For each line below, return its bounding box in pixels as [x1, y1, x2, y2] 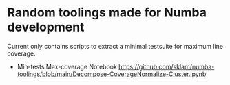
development [7, 19, 85, 35]
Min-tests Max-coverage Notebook [17, 62, 117, 71]
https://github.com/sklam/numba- [118, 62, 215, 71]
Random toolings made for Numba [7, 5, 207, 21]
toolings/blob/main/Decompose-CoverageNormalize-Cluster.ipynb [17, 70, 207, 78]
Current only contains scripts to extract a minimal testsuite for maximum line [7, 42, 224, 50]
